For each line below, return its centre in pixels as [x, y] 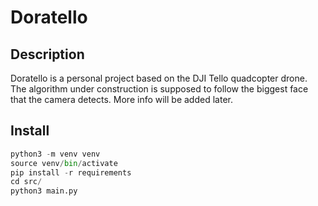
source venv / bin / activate [64, 163]
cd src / [26, 182]
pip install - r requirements [71, 172]
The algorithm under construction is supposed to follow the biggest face [159, 89]
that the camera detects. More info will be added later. [121, 99]
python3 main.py [44, 191]
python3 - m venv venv [55, 154]
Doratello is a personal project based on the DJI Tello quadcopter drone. [159, 78]
